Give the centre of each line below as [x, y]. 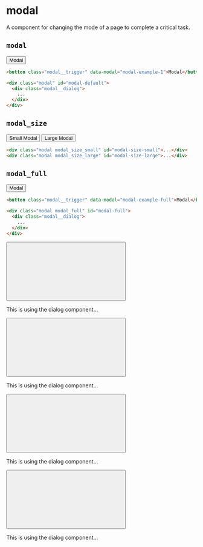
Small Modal [23, 138]
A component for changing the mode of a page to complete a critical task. [98, 27]
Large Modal [59, 138]
